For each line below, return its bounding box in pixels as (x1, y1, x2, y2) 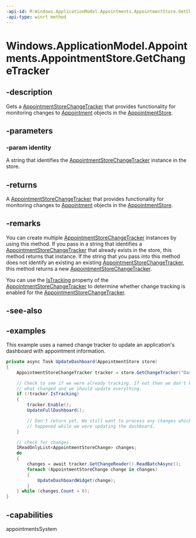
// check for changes (16, 439, 69, 445)
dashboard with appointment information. (6, 347, 106, 354)
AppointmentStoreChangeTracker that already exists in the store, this (6, 246, 172, 253)
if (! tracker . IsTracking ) (16, 391, 80, 397)
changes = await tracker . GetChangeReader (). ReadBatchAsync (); (27, 461, 181, 467)
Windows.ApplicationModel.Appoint (6, 39, 188, 53)
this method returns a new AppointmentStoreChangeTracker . (6, 265, 152, 272)
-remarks (6, 219, 41, 229)
